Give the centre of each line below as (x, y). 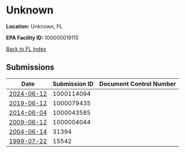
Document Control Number (137, 84)
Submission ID (73, 84)
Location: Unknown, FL (34, 26)
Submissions (30, 67)
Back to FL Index (26, 49)
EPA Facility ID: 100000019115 (42, 37)
